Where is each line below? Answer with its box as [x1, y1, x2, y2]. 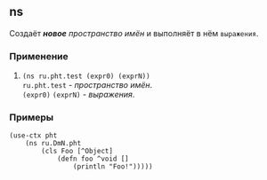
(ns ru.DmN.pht [25, 139, 82, 148]
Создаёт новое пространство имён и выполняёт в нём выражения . [9, 27, 259, 38]
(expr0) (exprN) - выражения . [21, 90, 135, 100]
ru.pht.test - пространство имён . [21, 80, 153, 90]
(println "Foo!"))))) [72, 162, 153, 171]
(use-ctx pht [9, 131, 58, 140]
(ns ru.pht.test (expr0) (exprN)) [21, 72, 150, 81]
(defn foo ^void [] [56, 154, 129, 164]
